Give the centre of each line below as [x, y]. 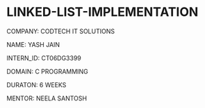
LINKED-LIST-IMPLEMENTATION [102, 12]
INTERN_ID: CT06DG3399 [44, 58]
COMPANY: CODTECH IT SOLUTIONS [61, 31]
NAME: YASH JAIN [33, 44]
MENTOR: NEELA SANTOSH [47, 98]
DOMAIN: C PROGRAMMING [47, 71]
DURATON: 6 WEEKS [36, 84]
